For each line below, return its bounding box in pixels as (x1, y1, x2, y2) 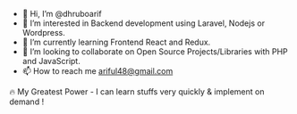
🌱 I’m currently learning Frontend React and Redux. (21, 37, 211, 47)
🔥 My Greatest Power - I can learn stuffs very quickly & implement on (9, 86, 265, 97)
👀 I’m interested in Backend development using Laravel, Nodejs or (21, 18, 266, 28)
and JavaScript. (21, 56, 81, 66)
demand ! (9, 96, 45, 107)
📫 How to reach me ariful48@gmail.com (21, 66, 174, 76)
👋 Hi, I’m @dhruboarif (21, 9, 102, 19)
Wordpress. (21, 28, 65, 37)
